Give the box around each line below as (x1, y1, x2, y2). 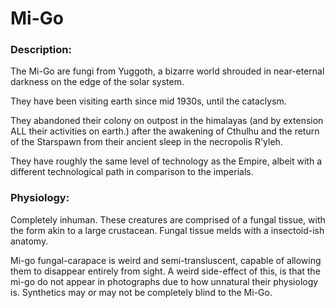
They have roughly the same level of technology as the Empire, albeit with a (10, 155, 323, 167)
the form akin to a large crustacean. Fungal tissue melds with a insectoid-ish (10, 224, 325, 236)
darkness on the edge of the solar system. (10, 76, 185, 88)
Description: (10, 43, 72, 57)
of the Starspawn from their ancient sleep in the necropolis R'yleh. (10, 136, 283, 148)
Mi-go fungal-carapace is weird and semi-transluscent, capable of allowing (10, 254, 322, 266)
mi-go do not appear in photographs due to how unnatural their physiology (10, 275, 319, 287)
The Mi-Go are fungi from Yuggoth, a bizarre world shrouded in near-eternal (10, 65, 325, 77)
